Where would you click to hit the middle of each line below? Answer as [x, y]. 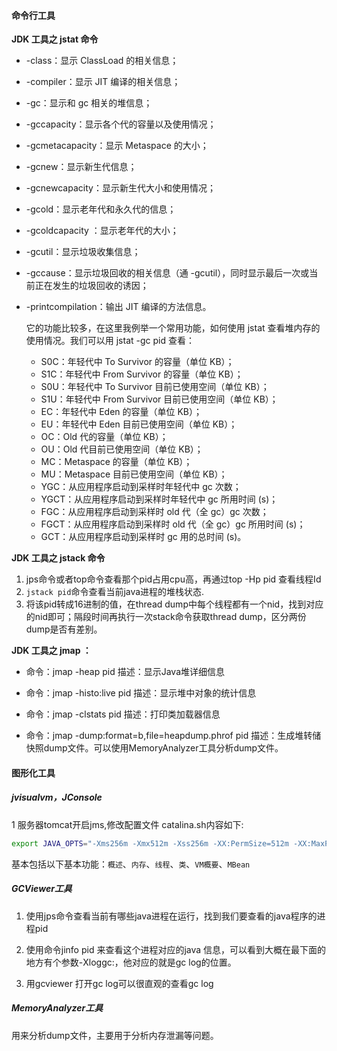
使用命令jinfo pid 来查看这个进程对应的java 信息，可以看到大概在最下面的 [176, 949]
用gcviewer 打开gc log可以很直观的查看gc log [119, 983]
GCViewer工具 [42, 889]
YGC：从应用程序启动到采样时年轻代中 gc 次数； [141, 487]
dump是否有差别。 [64, 629]
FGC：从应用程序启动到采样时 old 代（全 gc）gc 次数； [154, 512]
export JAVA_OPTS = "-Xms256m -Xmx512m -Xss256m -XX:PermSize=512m [150, 843]
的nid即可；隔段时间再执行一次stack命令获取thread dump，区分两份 [166, 617]
